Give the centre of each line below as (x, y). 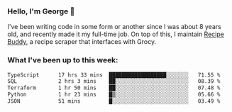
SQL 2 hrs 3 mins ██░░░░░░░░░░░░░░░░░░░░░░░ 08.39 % (114, 82)
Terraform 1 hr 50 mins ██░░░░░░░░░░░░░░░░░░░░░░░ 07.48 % (114, 88)
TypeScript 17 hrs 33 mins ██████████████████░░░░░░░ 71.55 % (114, 75)
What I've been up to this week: (63, 60)
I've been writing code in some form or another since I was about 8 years (114, 27)
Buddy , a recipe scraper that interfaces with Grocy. (82, 42)
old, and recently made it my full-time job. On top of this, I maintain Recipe (116, 34)
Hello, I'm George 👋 (41, 11)
